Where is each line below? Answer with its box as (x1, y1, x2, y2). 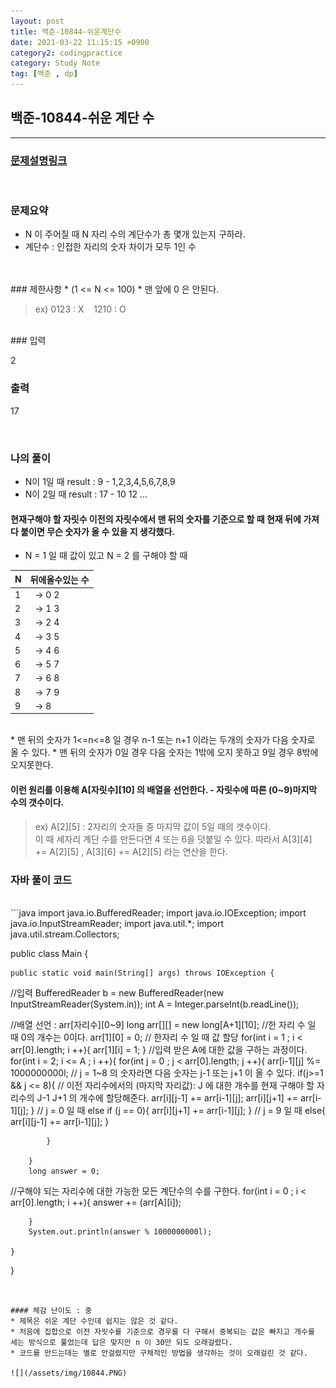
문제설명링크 (10, 153, 68, 167)
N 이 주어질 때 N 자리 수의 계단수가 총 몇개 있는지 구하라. (24, 228, 246, 240)
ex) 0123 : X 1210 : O (34, 303, 127, 315)
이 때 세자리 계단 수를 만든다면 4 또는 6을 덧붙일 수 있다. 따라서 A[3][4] (34, 833, 313, 845)
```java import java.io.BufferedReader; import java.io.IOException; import (10, 906, 307, 919)
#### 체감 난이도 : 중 (10, 1305, 93, 1315)
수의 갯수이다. (10, 796, 65, 809)
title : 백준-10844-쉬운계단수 (10, 26, 122, 37)
